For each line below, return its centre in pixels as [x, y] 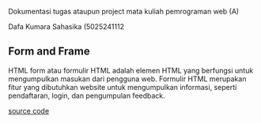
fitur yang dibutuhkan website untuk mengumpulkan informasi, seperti [123, 87]
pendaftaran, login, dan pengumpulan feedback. [87, 95]
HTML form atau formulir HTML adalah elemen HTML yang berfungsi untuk [131, 70]
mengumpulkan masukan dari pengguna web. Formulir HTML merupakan [127, 79]
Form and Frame [49, 52]
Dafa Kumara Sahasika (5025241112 [66, 26]
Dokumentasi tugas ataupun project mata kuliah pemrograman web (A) [124, 11]
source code [29, 110]
